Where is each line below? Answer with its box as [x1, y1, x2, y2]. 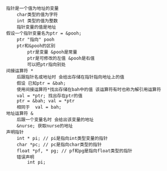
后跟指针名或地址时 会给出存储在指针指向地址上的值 [16, 74, 125, 80]
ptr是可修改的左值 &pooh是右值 [27, 55, 95, 61]
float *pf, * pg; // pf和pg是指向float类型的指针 [16, 148, 133, 154]
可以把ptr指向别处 [27, 62, 66, 68]
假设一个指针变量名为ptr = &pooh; [6, 31, 82, 36]
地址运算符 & [6, 110, 34, 116]
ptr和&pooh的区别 [16, 43, 56, 49]
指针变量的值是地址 [16, 24, 56, 30]
